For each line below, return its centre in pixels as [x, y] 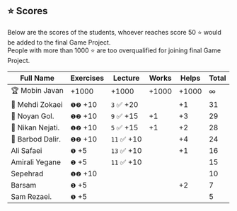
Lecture [126, 78]
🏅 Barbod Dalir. [36, 139]
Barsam [24, 185]
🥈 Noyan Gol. [33, 116]
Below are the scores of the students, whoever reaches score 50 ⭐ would [114, 32]
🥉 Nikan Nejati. [35, 127]
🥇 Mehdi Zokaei [37, 104]
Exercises [87, 78]
